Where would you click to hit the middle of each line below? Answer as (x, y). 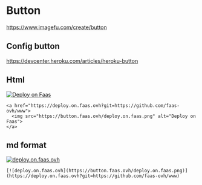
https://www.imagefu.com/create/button (57, 27)
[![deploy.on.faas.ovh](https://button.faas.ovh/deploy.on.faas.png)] (97, 171)
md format (26, 145)
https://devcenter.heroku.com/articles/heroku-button (72, 60)
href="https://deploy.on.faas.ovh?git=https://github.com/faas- (97, 105)
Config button (33, 46)
